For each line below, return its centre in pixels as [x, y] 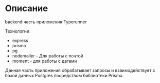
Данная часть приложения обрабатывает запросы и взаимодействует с [80, 70]
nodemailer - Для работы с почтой [48, 55]
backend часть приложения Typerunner [46, 22]
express [20, 40]
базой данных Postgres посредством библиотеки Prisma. [64, 75]
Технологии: [18, 31]
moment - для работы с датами [44, 61]
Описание [27, 8]
